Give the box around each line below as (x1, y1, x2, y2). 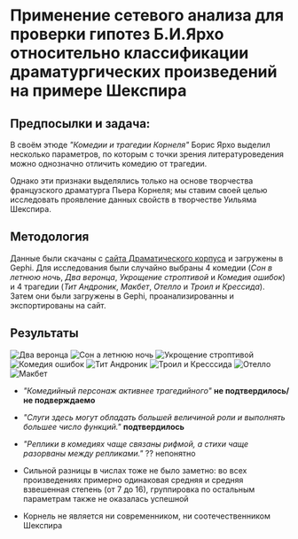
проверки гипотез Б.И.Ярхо (10, 24, 224, 44)
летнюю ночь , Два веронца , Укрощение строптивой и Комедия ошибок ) (10, 271, 286, 282)
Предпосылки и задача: (10, 116, 151, 131)
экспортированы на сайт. (10, 300, 106, 310)
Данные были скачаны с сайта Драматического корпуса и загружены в (10, 253, 284, 263)
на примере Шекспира (10, 81, 187, 101)
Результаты (10, 325, 79, 341)
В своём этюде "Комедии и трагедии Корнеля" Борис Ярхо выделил (10, 139, 271, 150)
